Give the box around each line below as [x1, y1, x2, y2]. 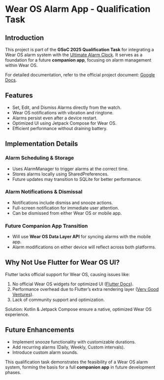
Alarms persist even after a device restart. [12, 115, 98, 121]
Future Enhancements [5, 326, 75, 334]
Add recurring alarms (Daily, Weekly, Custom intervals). [12, 344, 125, 350]
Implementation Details [5, 139, 78, 148]
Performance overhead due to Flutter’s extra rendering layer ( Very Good [12, 286, 159, 292]
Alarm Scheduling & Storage [5, 154, 74, 161]
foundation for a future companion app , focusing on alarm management [5, 57, 152, 63]
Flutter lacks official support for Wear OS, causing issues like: [5, 271, 130, 277]
